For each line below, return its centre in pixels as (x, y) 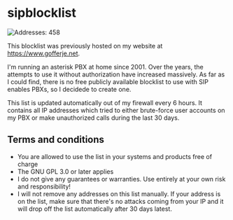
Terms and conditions (56, 140)
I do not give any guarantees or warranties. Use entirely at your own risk (121, 179)
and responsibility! (44, 186)
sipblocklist (42, 13)
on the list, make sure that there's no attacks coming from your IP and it (120, 201)
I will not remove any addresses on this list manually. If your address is (119, 193)
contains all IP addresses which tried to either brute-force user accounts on (116, 110)
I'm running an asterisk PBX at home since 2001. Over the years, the (106, 67)
